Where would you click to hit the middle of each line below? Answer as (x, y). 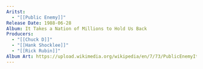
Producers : (20, 34)
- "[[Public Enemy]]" (39, 17)
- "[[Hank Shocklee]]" (40, 46)
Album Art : (20, 56)
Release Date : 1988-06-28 (39, 23)
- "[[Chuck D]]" (32, 40)
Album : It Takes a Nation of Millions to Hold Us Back (77, 28)
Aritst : (16, 12)
